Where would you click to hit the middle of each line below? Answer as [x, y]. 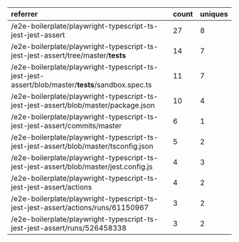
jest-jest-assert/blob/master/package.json [83, 105]
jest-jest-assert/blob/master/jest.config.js [82, 167]
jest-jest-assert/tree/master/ [60, 55]
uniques [214, 14]
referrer [25, 14]
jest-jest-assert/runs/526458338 [69, 228]
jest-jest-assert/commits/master [67, 126]
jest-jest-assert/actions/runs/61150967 [80, 207]
